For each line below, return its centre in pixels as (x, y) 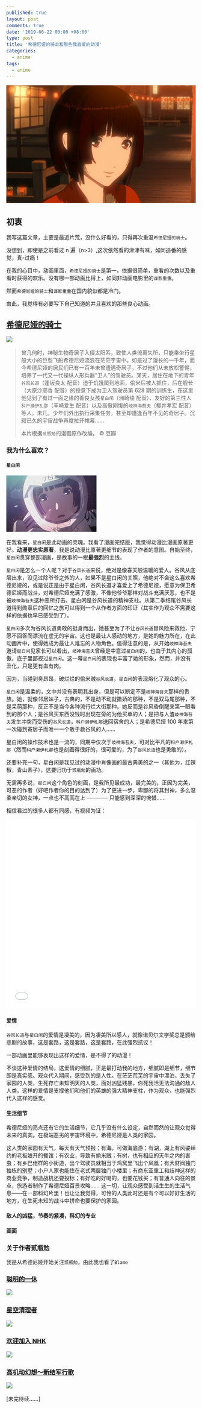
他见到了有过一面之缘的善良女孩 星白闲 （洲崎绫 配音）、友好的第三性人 (106, 397)
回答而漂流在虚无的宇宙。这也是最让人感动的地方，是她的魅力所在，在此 (106, 636)
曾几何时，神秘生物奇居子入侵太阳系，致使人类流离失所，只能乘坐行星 (108, 352)
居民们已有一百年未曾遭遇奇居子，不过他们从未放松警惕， (124, 367)
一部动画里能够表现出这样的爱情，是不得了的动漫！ (69, 1055)
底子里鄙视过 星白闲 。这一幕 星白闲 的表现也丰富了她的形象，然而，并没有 (104, 658)
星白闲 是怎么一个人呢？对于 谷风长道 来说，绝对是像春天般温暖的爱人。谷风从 (98, 570)
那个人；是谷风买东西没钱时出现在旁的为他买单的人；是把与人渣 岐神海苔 (105, 714)
